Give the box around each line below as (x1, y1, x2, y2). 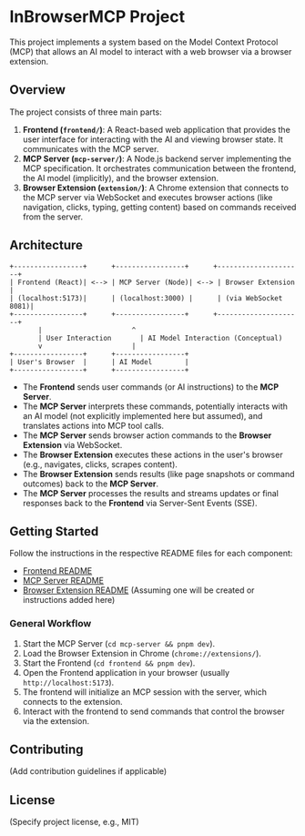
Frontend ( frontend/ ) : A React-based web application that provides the (22, 124, 291, 135)
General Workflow (9, 617, 92, 630)
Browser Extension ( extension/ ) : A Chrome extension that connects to (22, 182, 290, 193)
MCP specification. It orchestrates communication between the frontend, (22, 162, 297, 174)
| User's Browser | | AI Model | (9, 357, 189, 366)
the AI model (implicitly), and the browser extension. (22, 172, 219, 183)
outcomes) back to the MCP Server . (22, 478, 159, 489)
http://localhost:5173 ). (22, 677, 115, 688)
